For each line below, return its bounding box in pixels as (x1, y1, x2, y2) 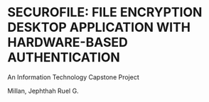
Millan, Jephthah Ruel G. (7, 86, 80, 95)
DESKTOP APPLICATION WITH (7, 19, 191, 35)
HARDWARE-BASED (7, 35, 128, 50)
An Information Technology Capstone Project (7, 72, 140, 81)
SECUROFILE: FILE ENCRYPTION (7, 4, 203, 21)
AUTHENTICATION (7, 50, 121, 66)
